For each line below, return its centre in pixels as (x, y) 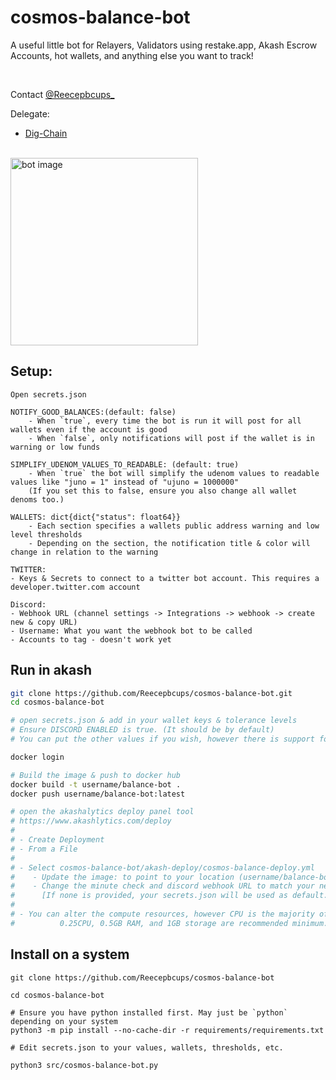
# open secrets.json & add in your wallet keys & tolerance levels (154, 721)
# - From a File (44, 849)
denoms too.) (37, 499)
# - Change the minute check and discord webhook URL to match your (162, 886)
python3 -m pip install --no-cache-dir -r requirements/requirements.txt (167, 1030)
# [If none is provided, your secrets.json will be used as (149, 896)
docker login (37, 757)
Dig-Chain (46, 133)
